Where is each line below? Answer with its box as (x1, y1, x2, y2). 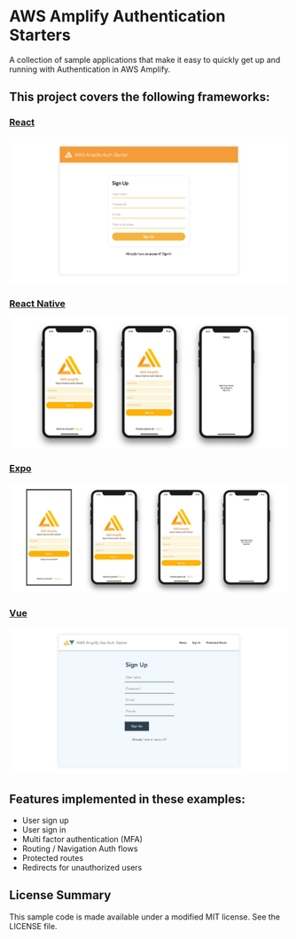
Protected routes (21, 853, 84, 864)
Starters (9, 25, 71, 45)
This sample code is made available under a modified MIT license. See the (9, 911, 281, 922)
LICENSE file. (9, 920, 58, 931)
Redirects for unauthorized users (21, 863, 143, 873)
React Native (9, 297, 66, 310)
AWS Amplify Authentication (9, 6, 226, 27)
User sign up (21, 815, 69, 826)
